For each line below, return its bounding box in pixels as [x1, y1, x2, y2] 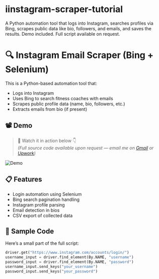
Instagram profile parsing [12, 201, 65, 207]
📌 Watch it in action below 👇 [17, 137, 76, 144]
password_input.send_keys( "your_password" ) [5, 268, 98, 274]
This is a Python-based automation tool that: [5, 80, 97, 86]
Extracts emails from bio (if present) [12, 106, 88, 112]
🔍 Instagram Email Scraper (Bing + [5, 49, 153, 61]
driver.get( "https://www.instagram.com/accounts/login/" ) [5, 250, 129, 255]
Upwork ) [17, 150, 36, 156]
